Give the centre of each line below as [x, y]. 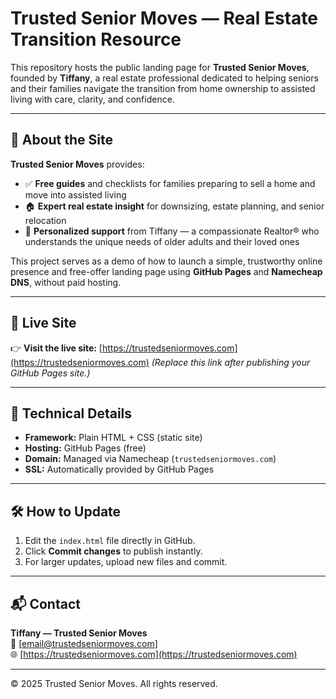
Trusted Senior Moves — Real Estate [164, 18]
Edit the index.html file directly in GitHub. [110, 541]
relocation [45, 220]
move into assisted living [75, 194]
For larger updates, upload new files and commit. [126, 562]
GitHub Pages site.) [50, 373]
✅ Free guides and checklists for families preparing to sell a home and [170, 183]
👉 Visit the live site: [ [56, 348]
